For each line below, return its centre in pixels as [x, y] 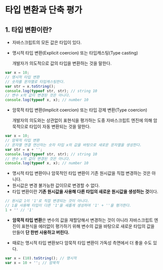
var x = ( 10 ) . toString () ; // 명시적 [41, 258]
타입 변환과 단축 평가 [44, 10]
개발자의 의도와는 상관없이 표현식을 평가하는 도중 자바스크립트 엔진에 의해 [82, 120]
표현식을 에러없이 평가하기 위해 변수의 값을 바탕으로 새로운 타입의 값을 [88, 226]
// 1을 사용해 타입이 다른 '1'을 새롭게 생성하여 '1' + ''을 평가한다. [68, 206]
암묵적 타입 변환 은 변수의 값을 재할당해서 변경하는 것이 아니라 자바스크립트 [82, 220]
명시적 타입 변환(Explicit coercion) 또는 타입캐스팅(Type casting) [75, 53]
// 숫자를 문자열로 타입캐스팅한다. [35, 81]
